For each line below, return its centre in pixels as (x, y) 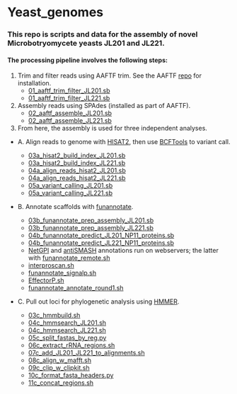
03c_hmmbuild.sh (54, 316)
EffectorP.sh (46, 280)
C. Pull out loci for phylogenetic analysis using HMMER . (98, 302)
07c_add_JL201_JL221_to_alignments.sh (86, 353)
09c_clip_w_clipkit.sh (59, 368)
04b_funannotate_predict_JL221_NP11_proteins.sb (101, 243)
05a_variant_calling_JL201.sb (70, 186)
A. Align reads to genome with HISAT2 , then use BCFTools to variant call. (124, 142)
